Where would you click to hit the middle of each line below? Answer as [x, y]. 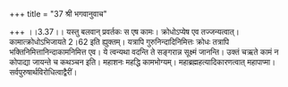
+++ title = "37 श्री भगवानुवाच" [58, 14]
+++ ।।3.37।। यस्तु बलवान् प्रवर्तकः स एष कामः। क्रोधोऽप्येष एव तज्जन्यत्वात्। [124, 32]
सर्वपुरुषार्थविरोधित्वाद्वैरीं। [43, 72]
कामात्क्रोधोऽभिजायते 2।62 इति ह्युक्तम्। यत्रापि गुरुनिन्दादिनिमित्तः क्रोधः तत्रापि [119, 42]
